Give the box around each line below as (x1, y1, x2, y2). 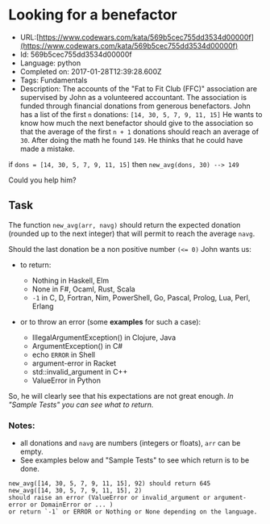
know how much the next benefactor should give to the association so (19, 118, 254, 128)
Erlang (31, 301, 54, 311)
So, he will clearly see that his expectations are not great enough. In (8, 391, 234, 400)
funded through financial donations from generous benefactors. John (19, 101, 251, 111)
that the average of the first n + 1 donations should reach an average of (19, 127, 260, 136)
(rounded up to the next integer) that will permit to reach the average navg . (8, 228, 255, 238)
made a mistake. (19, 144, 75, 153)
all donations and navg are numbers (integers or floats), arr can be (19, 438, 241, 448)
